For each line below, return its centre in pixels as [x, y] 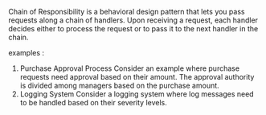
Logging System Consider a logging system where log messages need [137, 94]
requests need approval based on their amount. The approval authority [137, 77]
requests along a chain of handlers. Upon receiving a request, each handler [133, 20]
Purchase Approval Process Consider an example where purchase [129, 68]
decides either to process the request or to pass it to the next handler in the [133, 29]
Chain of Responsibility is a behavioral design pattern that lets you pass [127, 12]
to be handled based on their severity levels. [93, 103]
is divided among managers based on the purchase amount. [119, 85]
